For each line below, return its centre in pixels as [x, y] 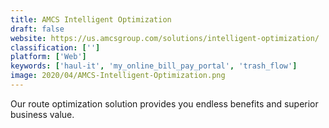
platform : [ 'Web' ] [48, 57]
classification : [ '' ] [55, 47]
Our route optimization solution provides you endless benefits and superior [164, 103]
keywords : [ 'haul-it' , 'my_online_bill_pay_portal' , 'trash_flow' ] [154, 66]
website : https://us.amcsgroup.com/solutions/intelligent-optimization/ [165, 38]
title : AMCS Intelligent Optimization [91, 19]
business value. [42, 114]
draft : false [37, 29]
